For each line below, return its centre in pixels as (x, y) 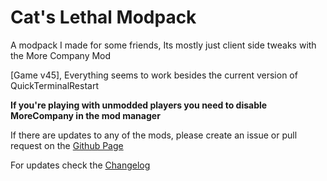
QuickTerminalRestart (54, 85)
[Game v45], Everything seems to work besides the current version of (154, 75)
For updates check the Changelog (80, 165)
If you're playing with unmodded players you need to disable (139, 105)
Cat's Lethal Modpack (103, 17)
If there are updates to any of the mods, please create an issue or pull (154, 135)
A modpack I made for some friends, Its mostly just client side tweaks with (163, 45)
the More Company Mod (61, 55)
